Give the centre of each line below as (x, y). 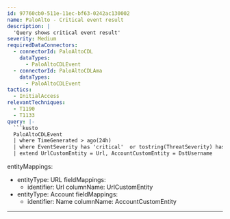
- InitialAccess (36, 96)
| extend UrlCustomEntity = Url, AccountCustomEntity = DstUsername (113, 154)
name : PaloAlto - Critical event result (66, 20)
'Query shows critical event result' (67, 33)
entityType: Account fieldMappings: (67, 194)
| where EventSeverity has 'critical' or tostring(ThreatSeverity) (113, 147)
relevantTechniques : (37, 103)
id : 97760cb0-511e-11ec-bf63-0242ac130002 (68, 13)
